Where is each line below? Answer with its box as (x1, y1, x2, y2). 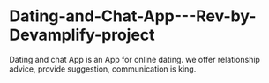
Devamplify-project (9, 25, 156, 45)
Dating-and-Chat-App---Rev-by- (9, 6, 257, 26)
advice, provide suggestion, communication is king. (9, 64, 197, 74)
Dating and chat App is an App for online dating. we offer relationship (9, 54, 260, 64)
